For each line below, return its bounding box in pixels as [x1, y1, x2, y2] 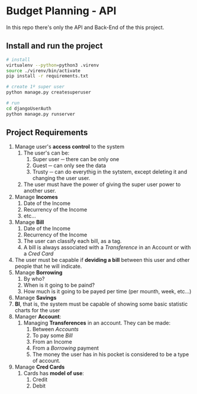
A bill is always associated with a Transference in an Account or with [23, 244, 191, 251]
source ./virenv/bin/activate [6, 68, 81, 73]
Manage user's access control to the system [14, 143, 125, 150]
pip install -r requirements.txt [6, 73, 89, 79]
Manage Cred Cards [14, 363, 65, 371]
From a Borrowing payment [32, 345, 99, 352]
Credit [32, 376, 48, 383]
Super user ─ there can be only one [32, 156, 120, 163]
